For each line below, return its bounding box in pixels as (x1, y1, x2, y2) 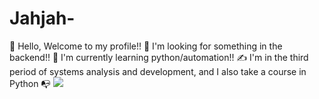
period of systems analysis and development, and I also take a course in (9, 65, 307, 77)
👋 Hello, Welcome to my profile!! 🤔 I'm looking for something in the (9, 40, 283, 52)
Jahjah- (9, 7, 76, 30)
